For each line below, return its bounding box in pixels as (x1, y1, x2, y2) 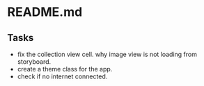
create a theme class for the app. (17, 65, 113, 73)
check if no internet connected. (17, 72, 108, 80)
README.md (7, 4, 83, 20)
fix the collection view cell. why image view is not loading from (17, 50, 197, 58)
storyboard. (17, 58, 52, 66)
